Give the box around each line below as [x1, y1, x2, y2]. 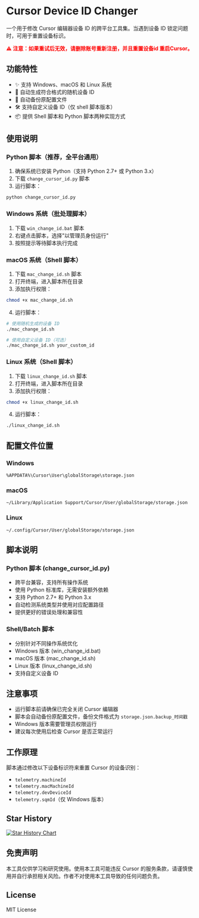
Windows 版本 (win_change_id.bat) [14, 647, 101, 654]
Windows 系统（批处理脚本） [6, 210, 91, 218]
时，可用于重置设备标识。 [6, 32, 69, 39]
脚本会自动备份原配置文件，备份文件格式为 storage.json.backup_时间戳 [14, 713, 188, 720]
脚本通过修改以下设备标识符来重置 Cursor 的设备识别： [6, 764, 141, 771]
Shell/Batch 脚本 [6, 625, 55, 633]
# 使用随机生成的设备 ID [6, 320, 60, 326]
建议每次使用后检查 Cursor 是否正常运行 [14, 728, 113, 735]
